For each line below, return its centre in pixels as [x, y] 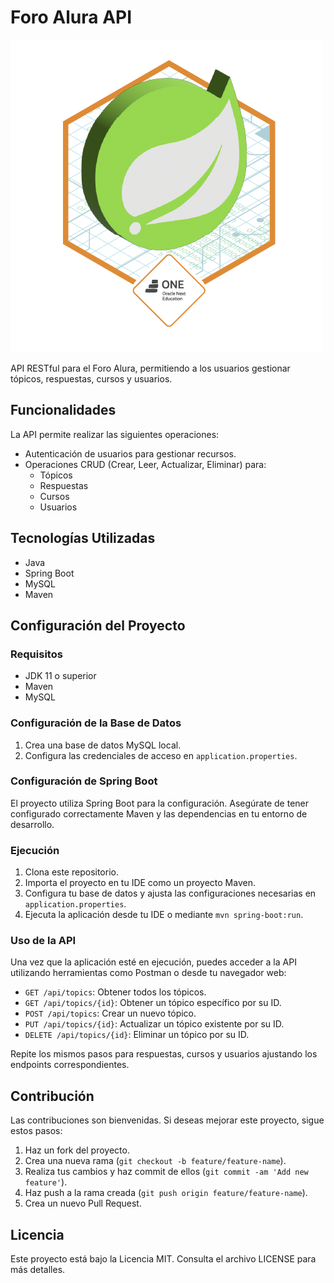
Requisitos [36, 654]
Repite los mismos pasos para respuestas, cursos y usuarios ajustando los [164, 1054]
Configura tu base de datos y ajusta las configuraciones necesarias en [170, 893]
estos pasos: [36, 1131]
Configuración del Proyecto [98, 625]
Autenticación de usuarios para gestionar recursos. [130, 453]
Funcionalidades [63, 410]
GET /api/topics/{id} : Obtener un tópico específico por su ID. [153, 1003]
